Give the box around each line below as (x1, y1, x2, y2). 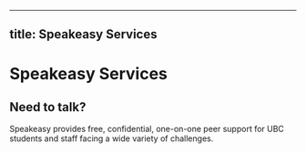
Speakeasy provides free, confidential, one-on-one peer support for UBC (9, 124, 285, 135)
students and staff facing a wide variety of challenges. (9, 133, 214, 144)
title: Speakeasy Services (9, 26, 158, 42)
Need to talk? (9, 99, 87, 115)
